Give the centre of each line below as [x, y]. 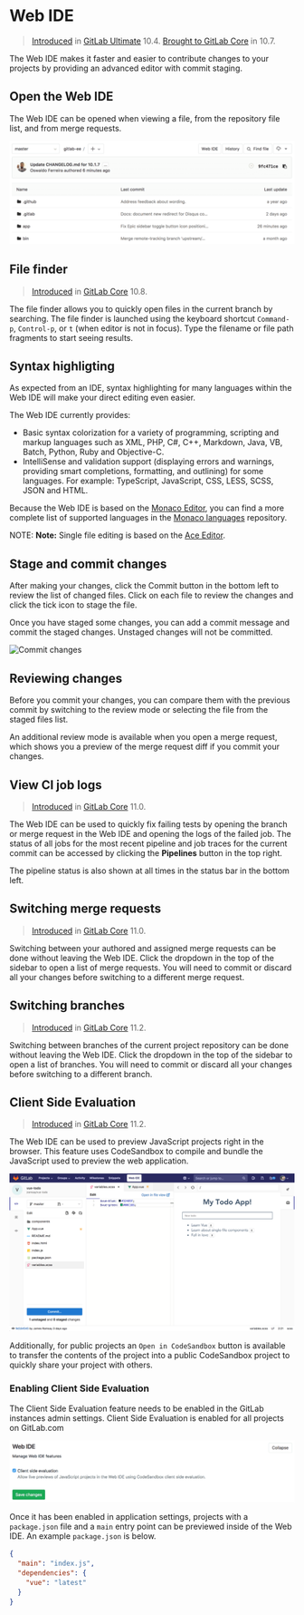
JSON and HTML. [55, 491]
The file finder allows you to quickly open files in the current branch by [141, 308]
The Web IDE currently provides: [70, 415]
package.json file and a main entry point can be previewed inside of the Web [151, 1527]
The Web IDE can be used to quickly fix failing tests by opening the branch [148, 824]
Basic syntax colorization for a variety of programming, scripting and [150, 433]
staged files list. [39, 720]
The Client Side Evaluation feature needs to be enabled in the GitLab [137, 1408]
